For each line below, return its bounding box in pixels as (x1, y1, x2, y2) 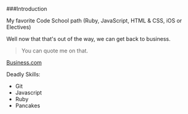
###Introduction (6, 5, 48, 12)
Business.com (6, 59, 42, 66)
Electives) (6, 24, 32, 30)
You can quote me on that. (21, 47, 89, 54)
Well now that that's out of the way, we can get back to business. (6, 35, 171, 42)
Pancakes (15, 102, 40, 109)
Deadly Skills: (6, 71, 41, 78)
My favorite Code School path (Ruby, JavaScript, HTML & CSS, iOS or (6, 17, 182, 24)
